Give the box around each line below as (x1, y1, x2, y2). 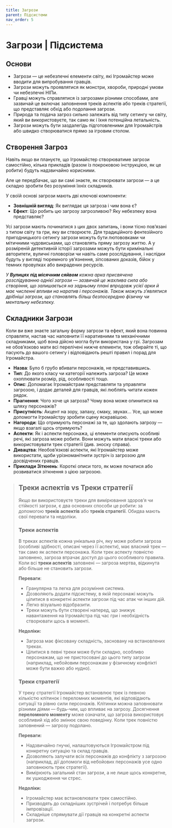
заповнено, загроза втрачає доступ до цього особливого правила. (18, 555, 165, 561)
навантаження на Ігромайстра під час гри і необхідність (26, 613, 150, 619)
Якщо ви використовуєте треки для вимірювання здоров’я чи (18, 497, 153, 503)
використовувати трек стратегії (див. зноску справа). (13, 441, 131, 447)
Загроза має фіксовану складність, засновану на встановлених (26, 638, 165, 644)
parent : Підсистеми (6, 12, 48, 17)
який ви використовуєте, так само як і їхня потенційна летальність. (13, 117, 161, 123)
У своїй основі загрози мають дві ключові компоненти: (6, 193, 127, 199)
